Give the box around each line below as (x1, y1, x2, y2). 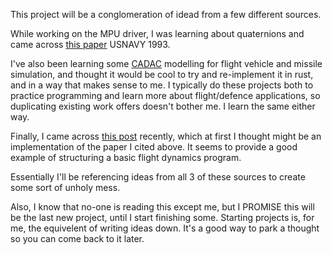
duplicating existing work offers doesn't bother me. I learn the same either (10, 100, 316, 112)
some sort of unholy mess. (10, 182, 121, 193)
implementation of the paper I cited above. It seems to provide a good (10, 141, 298, 153)
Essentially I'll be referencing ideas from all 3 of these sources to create (10, 171, 306, 183)
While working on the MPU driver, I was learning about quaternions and (10, 28, 305, 39)
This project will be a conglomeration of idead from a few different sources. (10, 9, 322, 20)
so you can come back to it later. (10, 233, 145, 244)
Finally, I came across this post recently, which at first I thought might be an (10, 130, 322, 142)
